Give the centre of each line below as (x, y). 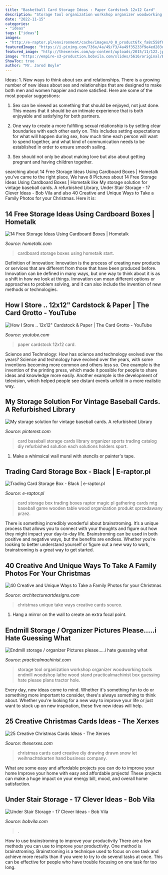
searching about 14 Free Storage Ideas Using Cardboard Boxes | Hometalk (82, 172)
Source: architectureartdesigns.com (42, 595)
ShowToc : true (20, 61)
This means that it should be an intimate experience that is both (78, 111)
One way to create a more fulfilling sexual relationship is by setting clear (86, 126)
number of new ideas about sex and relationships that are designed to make (83, 85)
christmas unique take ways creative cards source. (70, 605)
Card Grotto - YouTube (41, 313)
